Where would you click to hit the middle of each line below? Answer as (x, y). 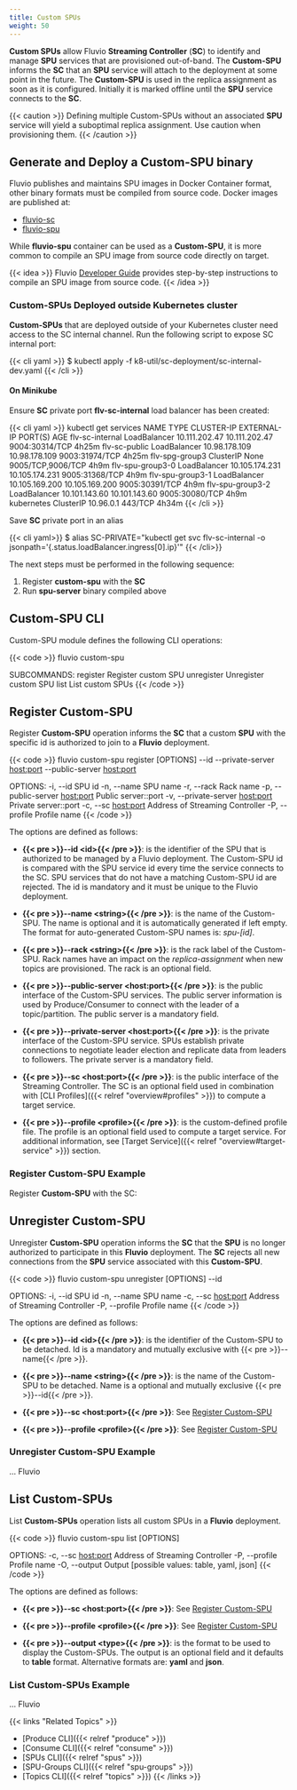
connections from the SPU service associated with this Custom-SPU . (136, 1261)
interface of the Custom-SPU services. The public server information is (152, 995)
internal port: (33, 344)
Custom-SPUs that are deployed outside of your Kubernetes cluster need (144, 324)
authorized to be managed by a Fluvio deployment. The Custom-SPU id (152, 859)
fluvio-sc (39, 219)
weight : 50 (29, 26)
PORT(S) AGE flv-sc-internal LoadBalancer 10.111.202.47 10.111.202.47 (145, 437)
